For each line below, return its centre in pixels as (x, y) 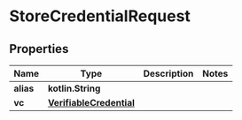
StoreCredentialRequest (100, 16)
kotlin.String (74, 88)
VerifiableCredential (91, 103)
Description (168, 74)
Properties (39, 49)
